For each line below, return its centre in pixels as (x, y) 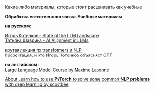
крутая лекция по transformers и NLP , (44, 50)
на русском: (18, 26)
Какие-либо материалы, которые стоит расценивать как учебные (74, 7)
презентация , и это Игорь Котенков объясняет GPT (58, 55)
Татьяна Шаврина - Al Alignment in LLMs (47, 40)
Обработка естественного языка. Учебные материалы (64, 16)
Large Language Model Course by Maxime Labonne (57, 70)
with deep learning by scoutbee (37, 84)
